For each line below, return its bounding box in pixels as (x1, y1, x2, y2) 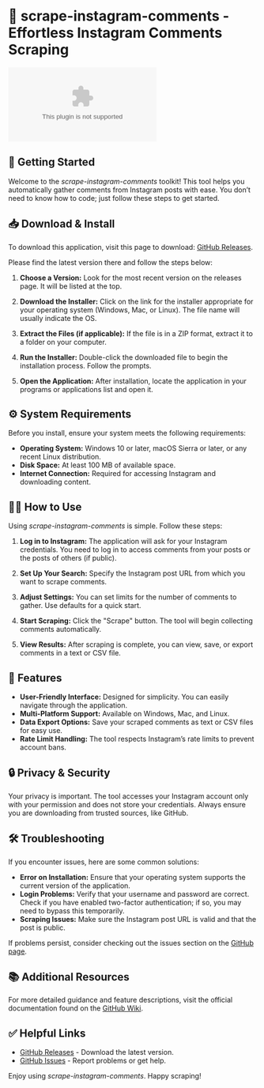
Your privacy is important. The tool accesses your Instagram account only (8, 791, 249, 801)
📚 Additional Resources (8, 970, 130, 984)
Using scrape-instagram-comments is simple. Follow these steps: (8, 521, 223, 531)
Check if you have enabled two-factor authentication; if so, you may (19, 897, 242, 907)
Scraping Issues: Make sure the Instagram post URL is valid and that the (19, 914, 257, 924)
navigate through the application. (19, 701, 128, 710)
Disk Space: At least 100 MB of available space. (19, 460, 176, 470)
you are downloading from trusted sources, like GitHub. (8, 808, 189, 818)
